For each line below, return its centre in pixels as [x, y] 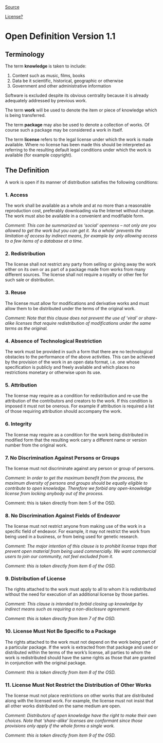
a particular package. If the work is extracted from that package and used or [81, 647]
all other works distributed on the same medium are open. [63, 706]
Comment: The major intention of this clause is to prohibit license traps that [81, 546]
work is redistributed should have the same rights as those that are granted [80, 657]
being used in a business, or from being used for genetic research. [72, 537]
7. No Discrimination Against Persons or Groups [62, 458]
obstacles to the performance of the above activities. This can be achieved [80, 357]
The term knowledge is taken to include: [46, 66]
